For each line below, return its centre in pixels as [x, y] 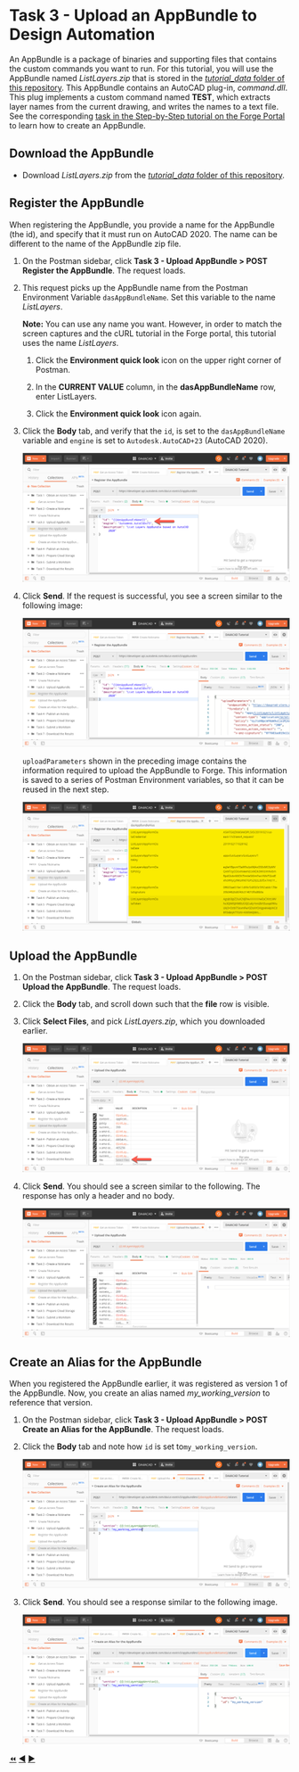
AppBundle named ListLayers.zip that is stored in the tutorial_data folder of [147, 78]
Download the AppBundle [81, 154]
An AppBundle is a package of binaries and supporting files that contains [143, 59]
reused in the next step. [65, 789]
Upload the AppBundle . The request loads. [101, 986]
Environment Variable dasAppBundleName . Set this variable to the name [149, 297]
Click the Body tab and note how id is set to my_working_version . [140, 1446]
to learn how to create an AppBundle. [78, 125]
